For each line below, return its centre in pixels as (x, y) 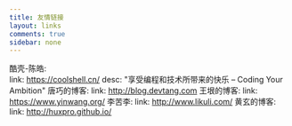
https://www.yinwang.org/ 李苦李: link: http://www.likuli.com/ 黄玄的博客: (143, 102)
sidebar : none (36, 42)
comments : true (37, 34)
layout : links (36, 26)
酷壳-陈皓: (28, 68)
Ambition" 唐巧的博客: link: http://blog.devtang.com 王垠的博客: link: (134, 91)
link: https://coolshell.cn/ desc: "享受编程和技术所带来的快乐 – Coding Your (146, 80)
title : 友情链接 (36, 17)
